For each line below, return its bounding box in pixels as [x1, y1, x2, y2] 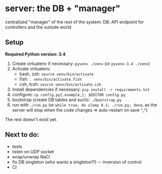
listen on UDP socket [12, 149, 54, 155]
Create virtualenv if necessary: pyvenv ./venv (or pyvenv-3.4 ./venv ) [12, 60, 150, 66]
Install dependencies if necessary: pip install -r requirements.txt [12, 86, 150, 92]
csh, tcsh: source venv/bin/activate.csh [19, 81, 101, 87]
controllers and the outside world [5, 24, 72, 30]
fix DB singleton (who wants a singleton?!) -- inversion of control [12, 159, 142, 165]
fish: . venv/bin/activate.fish [19, 76, 82, 82]
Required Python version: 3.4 [5, 51, 66, 57]
